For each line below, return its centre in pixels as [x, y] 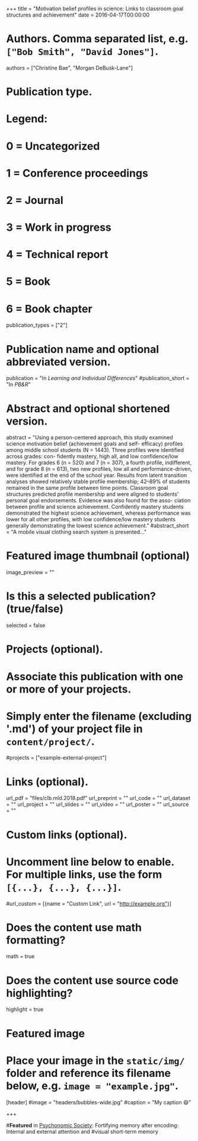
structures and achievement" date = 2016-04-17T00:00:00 [78, 15]
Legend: [27, 119]
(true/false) [35, 609]
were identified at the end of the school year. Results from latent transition [97, 475]
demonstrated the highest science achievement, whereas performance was [98, 513]
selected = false [26, 626]
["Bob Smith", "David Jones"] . [82, 51]
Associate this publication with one [95, 676]
